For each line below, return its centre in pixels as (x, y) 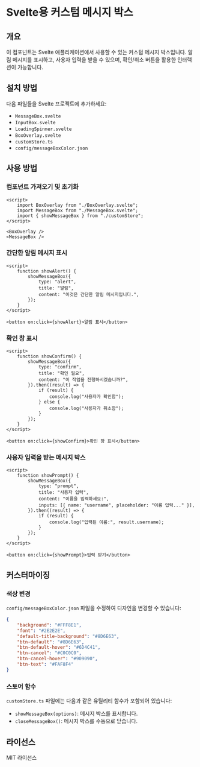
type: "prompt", (59, 486)
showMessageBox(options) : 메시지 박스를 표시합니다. (76, 714)
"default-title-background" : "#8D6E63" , (68, 636)
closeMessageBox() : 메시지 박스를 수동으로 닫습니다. (76, 721)
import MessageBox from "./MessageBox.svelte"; (77, 210)
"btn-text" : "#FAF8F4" (45, 664)
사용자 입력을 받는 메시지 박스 (46, 458)
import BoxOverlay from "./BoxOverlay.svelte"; (77, 205)
